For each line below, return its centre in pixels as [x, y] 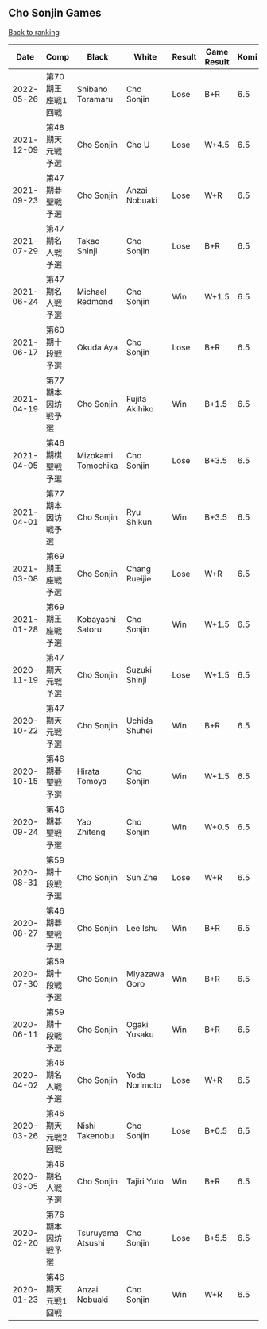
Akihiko [140, 408]
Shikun [139, 522]
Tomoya [92, 781]
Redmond [95, 301]
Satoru [89, 629]
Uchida [139, 721]
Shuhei [139, 730]
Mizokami [95, 455]
